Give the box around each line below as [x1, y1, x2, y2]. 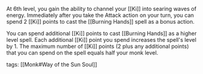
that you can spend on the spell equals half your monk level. [6, 49, 158, 56]
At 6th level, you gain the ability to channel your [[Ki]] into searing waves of [6, 5, 197, 12]
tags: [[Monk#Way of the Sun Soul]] [6, 61, 98, 68]
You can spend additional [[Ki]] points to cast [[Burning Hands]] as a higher [6, 30, 197, 37]
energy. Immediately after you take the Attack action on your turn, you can [6, 12, 194, 19]
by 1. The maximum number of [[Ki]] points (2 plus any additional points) [6, 42, 189, 50]
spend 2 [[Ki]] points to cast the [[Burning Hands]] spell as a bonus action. [6, 18, 195, 25]
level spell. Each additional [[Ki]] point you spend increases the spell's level [6, 36, 197, 43]
